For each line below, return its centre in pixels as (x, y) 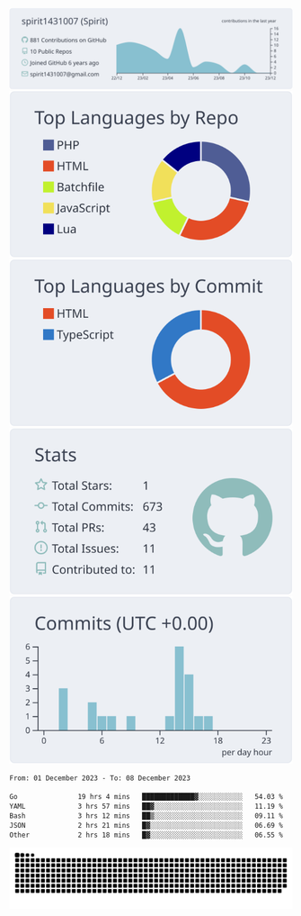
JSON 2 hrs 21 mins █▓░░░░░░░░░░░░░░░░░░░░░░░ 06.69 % (146, 825)
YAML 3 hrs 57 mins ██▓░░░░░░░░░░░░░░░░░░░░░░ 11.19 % (146, 807)
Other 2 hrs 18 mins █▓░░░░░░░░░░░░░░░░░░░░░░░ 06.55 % (146, 835)
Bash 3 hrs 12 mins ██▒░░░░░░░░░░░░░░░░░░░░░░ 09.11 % (146, 816)
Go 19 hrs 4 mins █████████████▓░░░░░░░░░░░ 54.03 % (146, 797)
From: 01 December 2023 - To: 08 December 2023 (100, 778)
